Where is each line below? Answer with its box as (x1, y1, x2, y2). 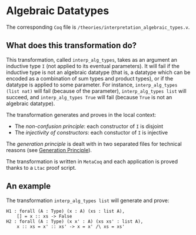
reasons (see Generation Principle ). (6, 146, 92, 153)
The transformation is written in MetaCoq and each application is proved (6, 157, 178, 165)
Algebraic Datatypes (6, 4, 109, 18)
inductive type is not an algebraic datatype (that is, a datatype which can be (6, 69, 191, 76)
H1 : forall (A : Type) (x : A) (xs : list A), (6, 208, 125, 214)
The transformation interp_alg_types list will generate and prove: (6, 197, 170, 204)
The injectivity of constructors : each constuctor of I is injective (14, 129, 168, 136)
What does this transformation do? (6, 41, 137, 51)
